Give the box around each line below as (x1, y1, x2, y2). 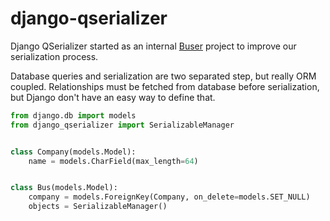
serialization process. (10, 50, 99, 62)
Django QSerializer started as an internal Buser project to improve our (10, 40, 297, 52)
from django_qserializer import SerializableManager (10, 120, 235, 130)
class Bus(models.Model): (10, 183, 118, 193)
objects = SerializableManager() (28, 202, 168, 212)
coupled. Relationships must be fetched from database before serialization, (10, 80, 320, 92)
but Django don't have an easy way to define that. (10, 91, 216, 103)
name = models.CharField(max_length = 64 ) (28, 156, 199, 166)
